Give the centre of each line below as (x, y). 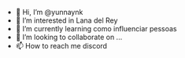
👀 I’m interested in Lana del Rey (67, 20)
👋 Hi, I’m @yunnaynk (49, 12)
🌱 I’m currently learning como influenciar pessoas (96, 29)
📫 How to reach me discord (61, 46)
